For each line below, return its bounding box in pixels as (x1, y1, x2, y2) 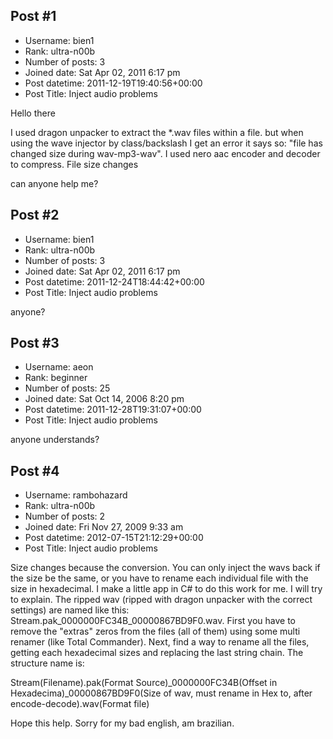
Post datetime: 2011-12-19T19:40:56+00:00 (24, 77, 203, 89)
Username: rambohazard (24, 489, 128, 501)
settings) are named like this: (10, 604, 130, 616)
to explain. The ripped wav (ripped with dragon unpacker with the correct (10, 594, 313, 606)
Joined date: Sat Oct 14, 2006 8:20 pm (24, 393, 185, 405)
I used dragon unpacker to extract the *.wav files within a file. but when (10, 126, 304, 138)
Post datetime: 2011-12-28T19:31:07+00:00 (24, 404, 202, 416)
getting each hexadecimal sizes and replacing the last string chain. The (10, 647, 304, 659)
